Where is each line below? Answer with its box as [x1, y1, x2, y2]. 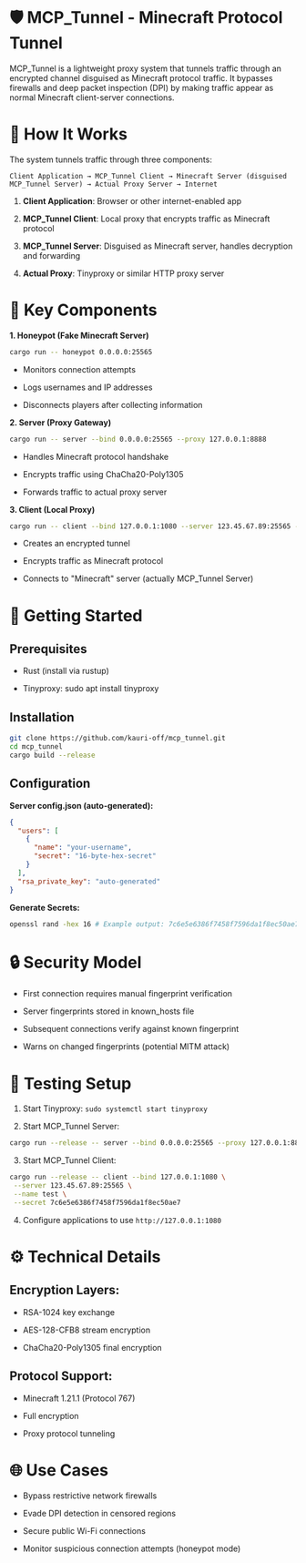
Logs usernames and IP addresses [22, 382, 153, 393]
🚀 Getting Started [9, 605, 143, 626]
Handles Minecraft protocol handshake [22, 451, 169, 462]
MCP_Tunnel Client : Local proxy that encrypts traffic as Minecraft [22, 213, 270, 224]
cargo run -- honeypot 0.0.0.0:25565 [9, 347, 153, 356]
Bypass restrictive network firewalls [22, 1490, 158, 1501]
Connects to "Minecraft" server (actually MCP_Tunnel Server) [22, 573, 254, 584]
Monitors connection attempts [22, 363, 137, 374]
